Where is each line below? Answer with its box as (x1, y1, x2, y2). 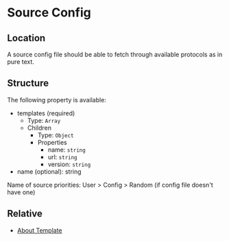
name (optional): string (16, 167, 82, 176)
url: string (47, 152, 77, 161)
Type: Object (37, 130, 74, 139)
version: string (47, 160, 91, 168)
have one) (7, 187, 36, 196)
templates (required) (16, 108, 75, 117)
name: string (47, 146, 86, 154)
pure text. (7, 58, 34, 66)
